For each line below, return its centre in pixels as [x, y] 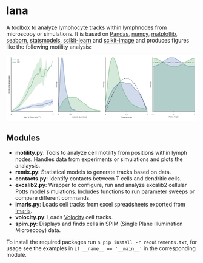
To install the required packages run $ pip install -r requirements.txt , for [102, 242]
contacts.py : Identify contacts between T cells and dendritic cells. [98, 178]
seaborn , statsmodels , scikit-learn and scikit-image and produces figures [98, 40]
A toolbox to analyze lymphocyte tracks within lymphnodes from [87, 27]
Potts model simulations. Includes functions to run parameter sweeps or [105, 191]
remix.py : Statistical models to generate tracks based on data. [93, 172]
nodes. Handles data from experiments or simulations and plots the [99, 159]
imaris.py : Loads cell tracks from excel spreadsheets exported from [100, 204]
